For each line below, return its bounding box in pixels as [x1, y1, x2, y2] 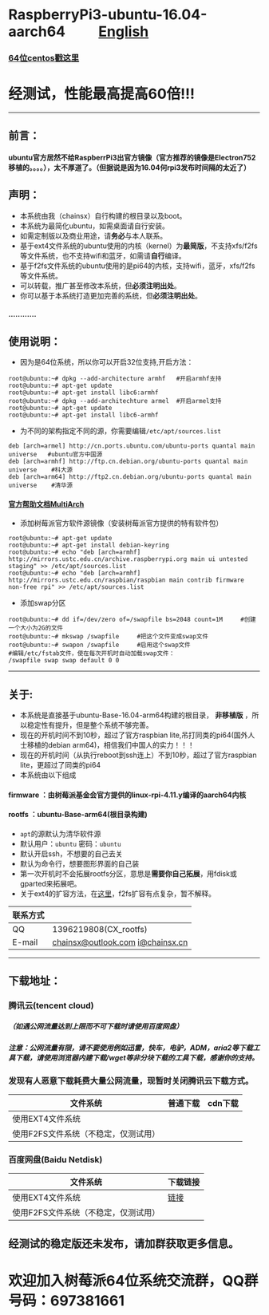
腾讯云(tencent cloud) [8, 1000, 94, 1011]
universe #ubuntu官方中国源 [8, 451, 103, 459]
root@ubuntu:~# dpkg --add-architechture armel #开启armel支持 [8, 397, 222, 405]
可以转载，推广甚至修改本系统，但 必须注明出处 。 [19, 281, 181, 290]
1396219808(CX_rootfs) [52, 924, 148, 935]
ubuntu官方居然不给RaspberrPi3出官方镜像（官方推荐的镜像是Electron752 [8, 153, 256, 163]
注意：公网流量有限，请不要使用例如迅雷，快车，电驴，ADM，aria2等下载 [8, 1043, 253, 1052]
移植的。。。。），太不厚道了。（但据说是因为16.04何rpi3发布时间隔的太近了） [8, 163, 251, 172]
